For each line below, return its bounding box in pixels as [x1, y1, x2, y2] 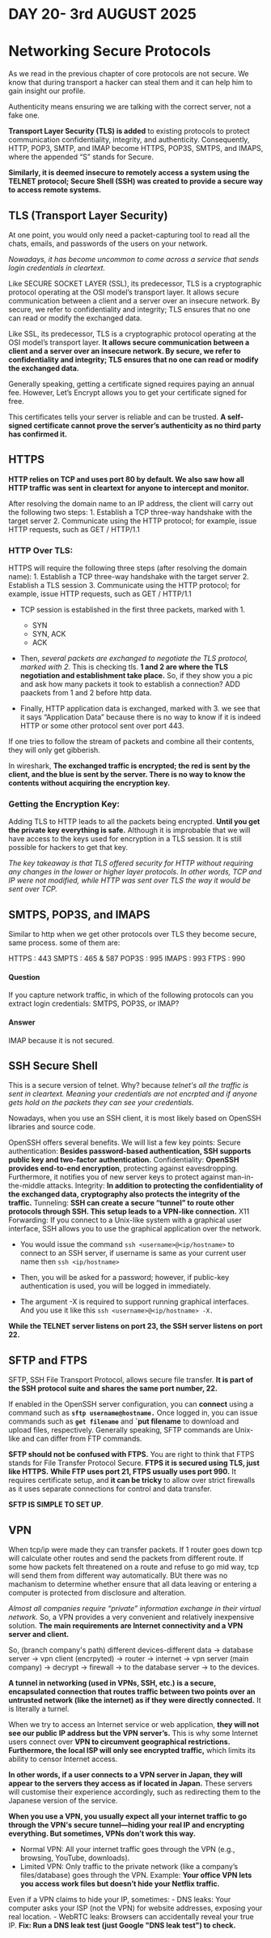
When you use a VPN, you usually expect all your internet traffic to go [8, 1811, 248, 1821]
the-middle [8, 1181, 45, 1191]
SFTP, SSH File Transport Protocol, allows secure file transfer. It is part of [8, 1375, 253, 1385]
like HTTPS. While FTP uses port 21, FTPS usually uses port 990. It [8, 1467, 237, 1476]
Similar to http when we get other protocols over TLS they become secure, [8, 930, 257, 939]
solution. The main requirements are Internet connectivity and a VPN [8, 1621, 243, 1631]
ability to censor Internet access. [8, 1754, 118, 1764]
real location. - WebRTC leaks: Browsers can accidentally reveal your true [8, 1912, 254, 1921]
